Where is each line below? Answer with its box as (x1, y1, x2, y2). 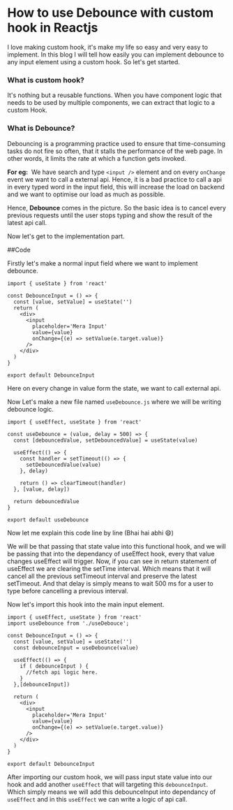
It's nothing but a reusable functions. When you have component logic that (7, 91, 222, 99)
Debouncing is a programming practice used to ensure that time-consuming (7, 139, 225, 147)
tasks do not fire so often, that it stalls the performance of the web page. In (7, 147, 223, 155)
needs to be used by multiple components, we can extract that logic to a (7, 99, 215, 107)
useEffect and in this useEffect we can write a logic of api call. (7, 795, 188, 803)
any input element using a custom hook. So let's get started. (7, 57, 180, 66)
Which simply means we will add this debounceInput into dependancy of (7, 788, 216, 796)
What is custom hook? (7, 75, 85, 85)
